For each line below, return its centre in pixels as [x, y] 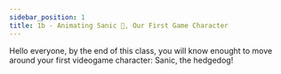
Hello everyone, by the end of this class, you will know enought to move [141, 50]
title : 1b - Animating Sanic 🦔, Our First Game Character [119, 26]
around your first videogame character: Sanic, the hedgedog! [121, 60]
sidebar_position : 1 [48, 17]
